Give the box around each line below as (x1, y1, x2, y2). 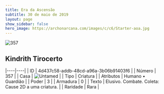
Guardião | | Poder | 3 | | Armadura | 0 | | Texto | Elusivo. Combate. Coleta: (5, 78, 159, 84)
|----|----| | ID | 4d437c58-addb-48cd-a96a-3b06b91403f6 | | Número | (5, 67, 156, 73)
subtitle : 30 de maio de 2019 (5, 12, 69, 17)
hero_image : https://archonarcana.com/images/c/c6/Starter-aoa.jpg (5, 26, 150, 31)
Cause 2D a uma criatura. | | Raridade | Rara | (5, 83, 100, 89)
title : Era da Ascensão (5, 7, 55, 13)
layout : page (5, 17, 33, 22)
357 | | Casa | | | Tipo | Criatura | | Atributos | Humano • (5, 73, 145, 79)
